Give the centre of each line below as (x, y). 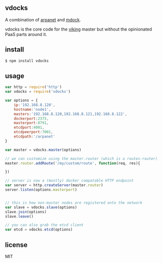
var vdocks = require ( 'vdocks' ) (38, 92)
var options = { (21, 101)
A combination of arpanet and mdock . (43, 19)
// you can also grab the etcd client (44, 225)
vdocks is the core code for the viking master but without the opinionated (79, 29)
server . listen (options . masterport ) (41, 190)
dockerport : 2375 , (31, 119)
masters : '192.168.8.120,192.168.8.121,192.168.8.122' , (71, 114)
